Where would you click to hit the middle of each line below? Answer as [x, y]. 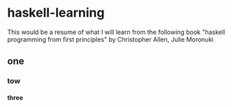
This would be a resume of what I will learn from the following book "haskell [116, 32]
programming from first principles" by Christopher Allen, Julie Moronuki [110, 39]
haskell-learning [56, 13]
